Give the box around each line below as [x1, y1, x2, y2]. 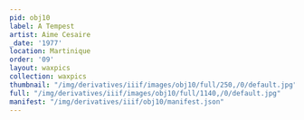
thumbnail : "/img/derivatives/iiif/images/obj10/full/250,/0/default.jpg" [9, 80, 298, 89]
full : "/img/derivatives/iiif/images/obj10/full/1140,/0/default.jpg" [9, 88, 281, 97]
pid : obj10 [9, 13, 51, 23]
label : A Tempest [9, 22, 75, 31]
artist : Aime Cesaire [9, 30, 91, 39]
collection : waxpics [9, 72, 88, 81]
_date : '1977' [9, 38, 63, 48]
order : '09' [9, 55, 54, 64]
